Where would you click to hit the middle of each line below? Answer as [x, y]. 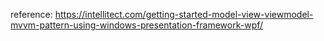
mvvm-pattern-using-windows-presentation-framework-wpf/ [137, 25]
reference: [31, 14]
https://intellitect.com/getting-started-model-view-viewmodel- [184, 14]
